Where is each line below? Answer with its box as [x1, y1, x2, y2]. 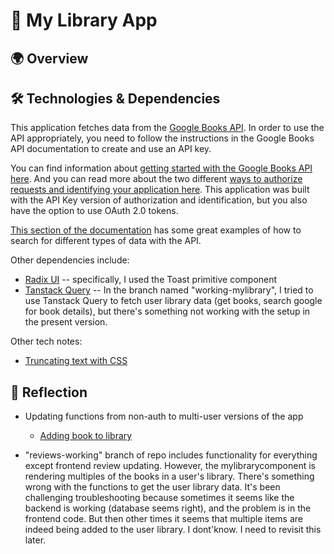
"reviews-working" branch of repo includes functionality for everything [24, 449, 318, 461]
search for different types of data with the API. [10, 235, 202, 247]
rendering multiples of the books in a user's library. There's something [24, 470, 315, 483]
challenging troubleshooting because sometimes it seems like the [24, 492, 295, 504]
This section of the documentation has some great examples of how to [10, 224, 302, 236]
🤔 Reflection [10, 384, 88, 401]
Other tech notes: [10, 335, 83, 348]
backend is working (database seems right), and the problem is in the [24, 502, 312, 514]
